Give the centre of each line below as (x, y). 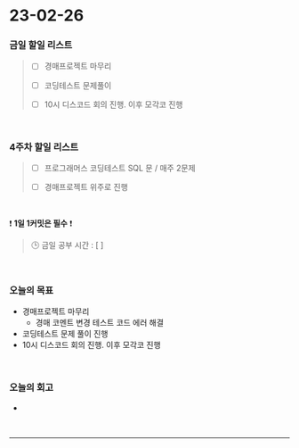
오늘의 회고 (32, 387)
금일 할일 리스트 (41, 46)
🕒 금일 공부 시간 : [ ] (67, 245)
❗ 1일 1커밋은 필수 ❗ (41, 223)
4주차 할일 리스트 (44, 146)
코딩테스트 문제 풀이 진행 (65, 334)
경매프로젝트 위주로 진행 (86, 187)
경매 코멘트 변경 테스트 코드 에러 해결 (100, 323)
